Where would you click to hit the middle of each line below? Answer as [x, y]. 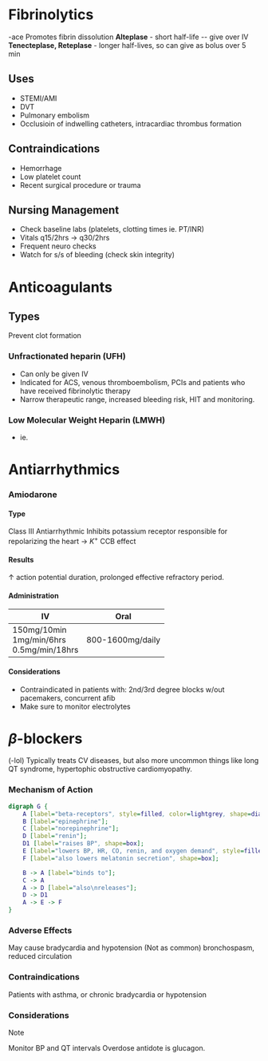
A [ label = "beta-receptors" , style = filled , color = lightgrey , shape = [137, 814]
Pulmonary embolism [55, 115]
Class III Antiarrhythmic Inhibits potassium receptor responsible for [118, 531]
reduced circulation [40, 956]
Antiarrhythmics [64, 470]
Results [21, 559]
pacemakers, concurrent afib [67, 697]
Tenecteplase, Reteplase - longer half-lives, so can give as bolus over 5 [127, 45]
